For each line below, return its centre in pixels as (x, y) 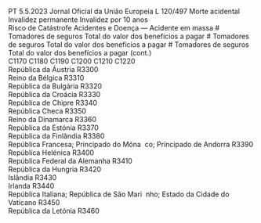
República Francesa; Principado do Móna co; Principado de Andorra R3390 (131, 144)
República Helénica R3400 (51, 153)
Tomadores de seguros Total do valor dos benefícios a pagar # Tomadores (129, 36)
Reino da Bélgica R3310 (46, 78)
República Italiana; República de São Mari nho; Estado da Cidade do (119, 194)
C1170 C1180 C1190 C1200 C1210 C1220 (72, 61)
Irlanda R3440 (31, 186)
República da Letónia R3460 (54, 211)
